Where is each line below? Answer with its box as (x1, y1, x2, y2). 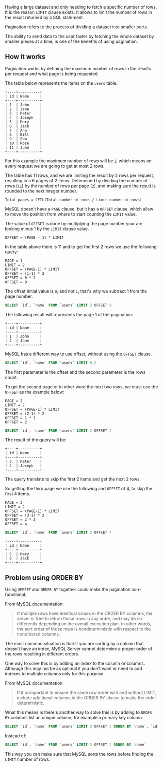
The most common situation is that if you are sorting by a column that (5, 641, 144, 647)
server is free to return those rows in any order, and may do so (16, 616, 142, 622)
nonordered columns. (16, 631, 60, 637)
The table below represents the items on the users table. (5, 80, 118, 86)
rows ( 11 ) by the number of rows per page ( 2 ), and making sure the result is (5, 183, 156, 189)
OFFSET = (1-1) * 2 (5, 271, 45, 276)
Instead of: (5, 733, 27, 739)
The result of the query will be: (5, 437, 66, 443)
